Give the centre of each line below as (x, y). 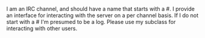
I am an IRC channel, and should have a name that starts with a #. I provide (100, 9)
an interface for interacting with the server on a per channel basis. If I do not (102, 15)
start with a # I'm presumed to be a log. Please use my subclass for (91, 22)
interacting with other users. (42, 28)
